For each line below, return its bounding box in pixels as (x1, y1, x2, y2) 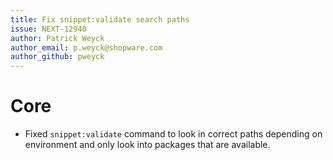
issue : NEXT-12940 (10, 24, 87, 34)
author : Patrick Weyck (10, 33, 105, 43)
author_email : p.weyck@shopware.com (10, 42, 163, 53)
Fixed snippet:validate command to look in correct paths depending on (24, 128, 323, 140)
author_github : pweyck (10, 52, 105, 62)
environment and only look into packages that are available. (24, 139, 271, 151)
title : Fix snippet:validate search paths (10, 14, 190, 25)
